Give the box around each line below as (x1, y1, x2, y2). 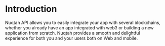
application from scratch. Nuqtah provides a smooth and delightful (5, 30, 140, 36)
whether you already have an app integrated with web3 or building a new (5, 24, 154, 30)
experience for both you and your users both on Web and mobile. (5, 35, 138, 41)
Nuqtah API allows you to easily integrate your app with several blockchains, (5, 20, 161, 25)
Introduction (5, 3, 57, 15)
